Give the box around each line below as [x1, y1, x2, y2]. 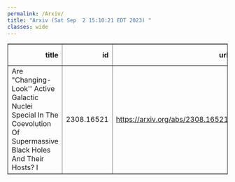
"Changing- [11, 75, 52, 85]
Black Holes [11, 145, 51, 155]
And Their [11, 154, 44, 164]
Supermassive [11, 136, 59, 146]
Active [34, 84, 55, 94]
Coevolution [11, 119, 52, 129]
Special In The [11, 110, 59, 120]
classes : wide [7, 23, 49, 30]
